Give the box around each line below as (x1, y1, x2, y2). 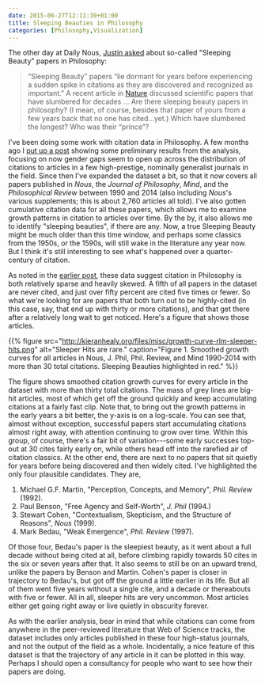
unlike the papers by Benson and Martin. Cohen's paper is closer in (8, 568, 228, 577)
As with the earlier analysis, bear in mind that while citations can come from (8, 617, 256, 626)
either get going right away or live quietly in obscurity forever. (8, 601, 210, 610)
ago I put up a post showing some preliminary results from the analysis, (8, 146, 241, 155)
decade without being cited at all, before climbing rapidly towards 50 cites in (8, 551, 258, 560)
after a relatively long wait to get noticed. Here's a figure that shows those (8, 313, 249, 322)
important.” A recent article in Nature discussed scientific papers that (27, 89, 254, 98)
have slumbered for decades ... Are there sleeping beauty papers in (27, 97, 248, 107)
